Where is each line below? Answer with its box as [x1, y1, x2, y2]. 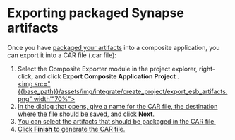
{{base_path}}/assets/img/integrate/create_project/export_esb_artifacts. [17, 87, 228, 95]
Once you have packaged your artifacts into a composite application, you [7, 43, 220, 52]
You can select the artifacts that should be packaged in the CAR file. [17, 117, 217, 125]
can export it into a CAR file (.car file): [7, 51, 116, 59]
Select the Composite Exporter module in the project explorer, [17, 64, 198, 73]
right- [198, 64, 215, 73]
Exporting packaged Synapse [7, 5, 185, 21]
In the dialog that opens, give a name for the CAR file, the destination [17, 102, 218, 110]
